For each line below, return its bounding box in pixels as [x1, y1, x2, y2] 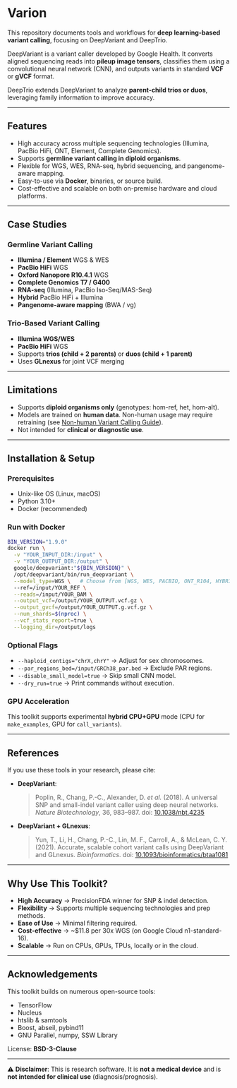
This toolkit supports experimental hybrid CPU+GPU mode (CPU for [7, 712, 205, 721]
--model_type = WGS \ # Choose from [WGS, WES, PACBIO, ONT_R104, [13, 578, 213, 585]
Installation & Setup [7, 452, 95, 464]
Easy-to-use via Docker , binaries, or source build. [17, 177, 163, 185]
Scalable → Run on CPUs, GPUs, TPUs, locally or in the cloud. [17, 941, 199, 950]
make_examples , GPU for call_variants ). [7, 720, 122, 729]
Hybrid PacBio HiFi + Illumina [17, 293, 104, 301]
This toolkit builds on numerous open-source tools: [7, 987, 156, 996]
